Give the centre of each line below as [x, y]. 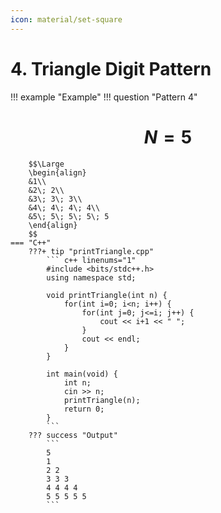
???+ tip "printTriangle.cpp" [91, 251]
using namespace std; [91, 277]
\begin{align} [57, 172]
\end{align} [53, 225]
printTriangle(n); [102, 400]
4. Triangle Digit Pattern [111, 68]
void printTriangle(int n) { [107, 295]
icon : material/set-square [66, 19]
